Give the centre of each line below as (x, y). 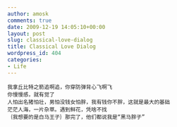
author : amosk (28, 14)
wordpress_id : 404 (34, 54)
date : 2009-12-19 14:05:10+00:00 (56, 27)
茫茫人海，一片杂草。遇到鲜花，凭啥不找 (57, 109)
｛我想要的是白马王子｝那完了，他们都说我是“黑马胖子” (76, 117)
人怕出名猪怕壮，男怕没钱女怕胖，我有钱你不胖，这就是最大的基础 (89, 102)
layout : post (26, 34)
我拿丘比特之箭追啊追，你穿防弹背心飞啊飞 (60, 87)
